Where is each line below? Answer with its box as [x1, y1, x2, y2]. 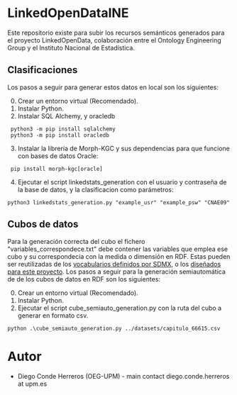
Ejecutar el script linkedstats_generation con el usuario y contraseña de [17, 177, 227, 186]
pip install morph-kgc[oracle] [10, 165, 103, 172]
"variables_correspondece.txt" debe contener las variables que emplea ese [7, 245, 228, 253]
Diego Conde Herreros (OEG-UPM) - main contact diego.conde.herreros [17, 372, 230, 380]
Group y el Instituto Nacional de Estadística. [7, 43, 135, 52]
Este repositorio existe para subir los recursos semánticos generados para [7, 28, 225, 37]
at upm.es [17, 379, 48, 388]
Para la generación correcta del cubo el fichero [7, 237, 145, 245]
